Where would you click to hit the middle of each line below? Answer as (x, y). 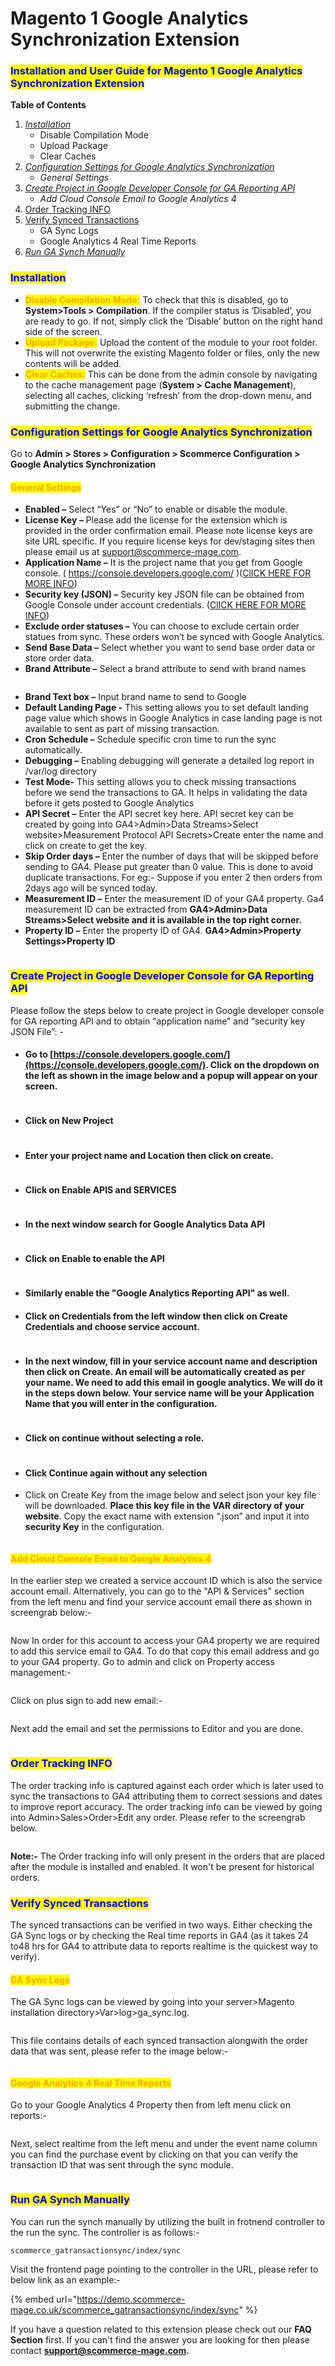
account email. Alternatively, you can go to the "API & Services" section (157, 1591)
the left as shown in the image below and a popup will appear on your (171, 1076)
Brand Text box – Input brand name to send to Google (135, 697)
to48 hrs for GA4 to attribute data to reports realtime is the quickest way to (164, 1946)
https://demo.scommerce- (131, 2299)
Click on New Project (69, 1121)
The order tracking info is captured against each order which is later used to (167, 1785)
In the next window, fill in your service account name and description (171, 1361)
